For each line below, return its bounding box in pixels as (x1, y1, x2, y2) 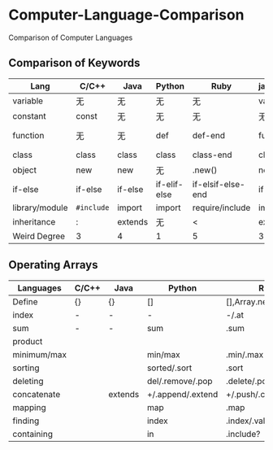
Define (12, 295, 38, 307)
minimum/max (12, 348, 67, 360)
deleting (12, 375, 44, 387)
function (12, 129, 45, 141)
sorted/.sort (146, 362, 193, 374)
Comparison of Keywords (8, 56, 141, 70)
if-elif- (155, 178, 184, 190)
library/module (12, 202, 68, 213)
